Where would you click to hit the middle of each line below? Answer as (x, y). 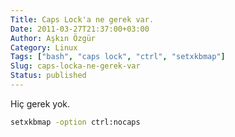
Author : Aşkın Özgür (53, 38)
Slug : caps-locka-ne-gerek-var (75, 66)
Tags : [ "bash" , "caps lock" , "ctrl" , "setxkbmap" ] (118, 57)
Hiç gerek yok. (40, 103)
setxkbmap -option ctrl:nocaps (75, 122)
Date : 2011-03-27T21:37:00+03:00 (80, 29)
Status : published (48, 76)
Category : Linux (44, 47)
